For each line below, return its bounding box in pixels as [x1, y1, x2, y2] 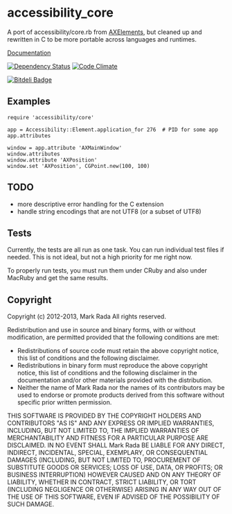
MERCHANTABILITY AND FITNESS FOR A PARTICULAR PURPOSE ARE [7, 434, 209, 442]
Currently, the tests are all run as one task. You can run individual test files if [7, 246, 224, 254]
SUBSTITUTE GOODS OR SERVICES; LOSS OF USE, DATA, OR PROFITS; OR [7, 463, 223, 472]
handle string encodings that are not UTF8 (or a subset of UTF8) [17, 207, 202, 216]
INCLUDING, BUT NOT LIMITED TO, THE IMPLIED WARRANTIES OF [7, 427, 199, 435]
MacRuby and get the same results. [7, 274, 109, 282]
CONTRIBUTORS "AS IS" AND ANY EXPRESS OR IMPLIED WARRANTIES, [7, 419, 215, 427]
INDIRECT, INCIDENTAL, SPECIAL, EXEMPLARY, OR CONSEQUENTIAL [7, 449, 208, 457]
